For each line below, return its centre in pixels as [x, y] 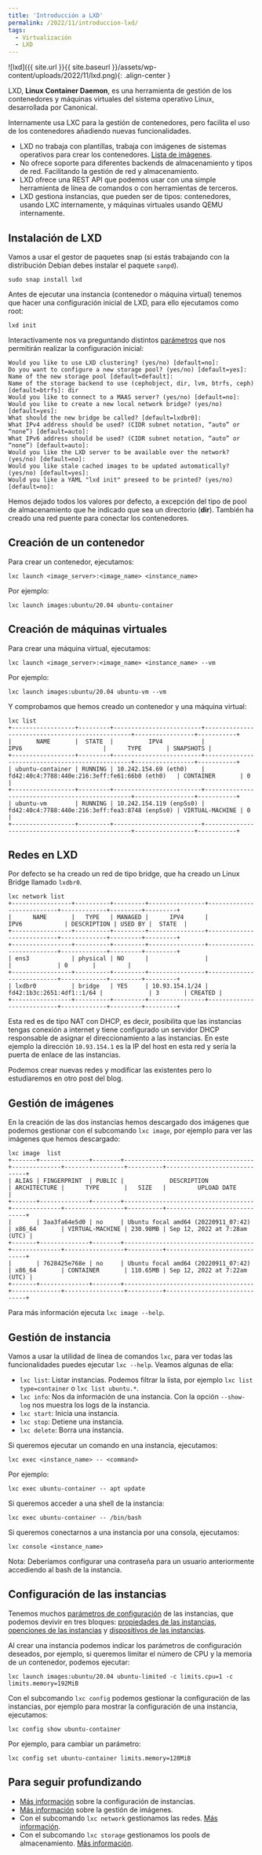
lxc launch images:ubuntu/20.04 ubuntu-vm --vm [87, 692]
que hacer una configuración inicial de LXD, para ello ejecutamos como [124, 302]
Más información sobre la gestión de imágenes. [96, 1809]
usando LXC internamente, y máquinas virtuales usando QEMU [121, 205]
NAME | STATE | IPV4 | [121, 741]
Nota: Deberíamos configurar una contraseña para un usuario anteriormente [131, 1561]
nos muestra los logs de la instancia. [91, 1405]
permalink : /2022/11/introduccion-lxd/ [73, 23]
